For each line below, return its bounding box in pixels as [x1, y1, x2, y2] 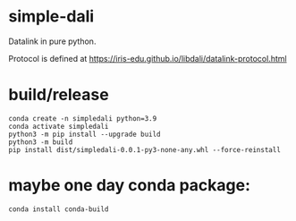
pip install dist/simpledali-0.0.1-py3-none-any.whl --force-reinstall [8, 145, 281, 154]
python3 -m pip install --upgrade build [8, 130, 162, 139]
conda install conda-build [8, 204, 109, 214]
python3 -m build [8, 137, 73, 147]
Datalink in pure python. [8, 36, 97, 47]
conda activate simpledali [8, 122, 109, 131]
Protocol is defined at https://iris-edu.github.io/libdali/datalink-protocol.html [8, 53, 287, 64]
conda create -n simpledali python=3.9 [8, 114, 157, 123]
